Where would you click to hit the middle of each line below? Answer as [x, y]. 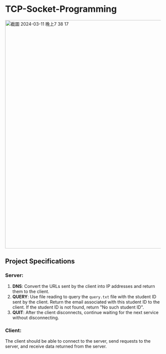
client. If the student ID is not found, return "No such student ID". [78, 307]
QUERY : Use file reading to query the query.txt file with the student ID [84, 296]
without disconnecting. [36, 318]
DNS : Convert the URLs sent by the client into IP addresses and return [83, 286]
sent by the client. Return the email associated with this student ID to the [86, 302]
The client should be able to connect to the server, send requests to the [78, 341]
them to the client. [31, 291]
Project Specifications [40, 262]
